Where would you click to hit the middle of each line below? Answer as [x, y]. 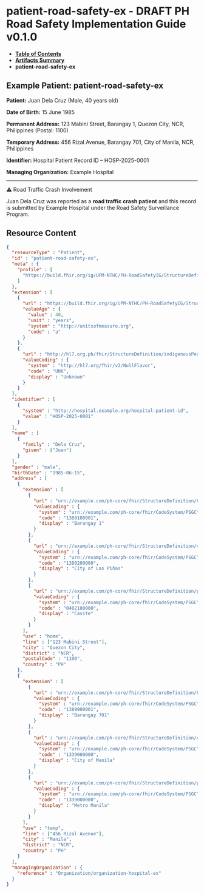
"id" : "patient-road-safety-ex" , [55, 258]
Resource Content [41, 233]
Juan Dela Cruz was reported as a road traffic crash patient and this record [101, 201]
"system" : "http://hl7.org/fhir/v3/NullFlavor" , [92, 365]
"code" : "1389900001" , [69, 710]
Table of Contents [38, 53]
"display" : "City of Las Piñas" [81, 568]
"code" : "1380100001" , [69, 518]
